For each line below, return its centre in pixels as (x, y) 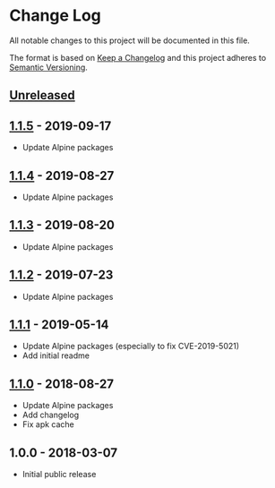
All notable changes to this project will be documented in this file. (130, 40)
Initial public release (59, 475)
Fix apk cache (48, 424)
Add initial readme (56, 355)
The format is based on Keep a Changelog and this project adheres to (138, 57)
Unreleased (43, 95)
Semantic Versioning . (48, 67)
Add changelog (51, 415)
